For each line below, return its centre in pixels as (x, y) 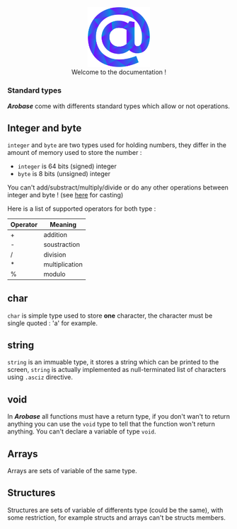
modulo (54, 274)
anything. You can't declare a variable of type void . (82, 431)
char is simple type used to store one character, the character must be (110, 315)
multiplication (63, 264)
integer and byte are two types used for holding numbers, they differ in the (117, 145)
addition (55, 235)
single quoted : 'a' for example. (52, 323)
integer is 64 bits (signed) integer (67, 166)
